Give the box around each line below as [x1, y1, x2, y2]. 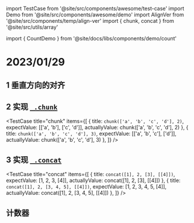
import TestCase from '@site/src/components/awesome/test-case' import [6, 5, 185, 12]
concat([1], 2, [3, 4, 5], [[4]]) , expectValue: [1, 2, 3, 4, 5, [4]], [6, 183, 167, 190]
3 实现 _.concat [6, 155, 62, 164]
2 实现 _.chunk [6, 102, 58, 112]
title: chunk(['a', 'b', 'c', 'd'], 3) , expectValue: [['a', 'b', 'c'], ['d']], [6, 130, 177, 137]
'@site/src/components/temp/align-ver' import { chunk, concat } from [6, 18, 174, 24]
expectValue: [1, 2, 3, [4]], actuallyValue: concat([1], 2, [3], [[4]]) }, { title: [6, 177, 181, 184]
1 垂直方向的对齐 [6, 80, 65, 90]
